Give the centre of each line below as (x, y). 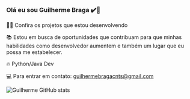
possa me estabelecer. (34, 52)
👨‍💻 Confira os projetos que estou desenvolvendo (67, 25)
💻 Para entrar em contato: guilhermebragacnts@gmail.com (80, 76)
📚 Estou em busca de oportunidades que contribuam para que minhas (94, 37)
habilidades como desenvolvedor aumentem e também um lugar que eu (95, 46)
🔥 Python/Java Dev (30, 64)
